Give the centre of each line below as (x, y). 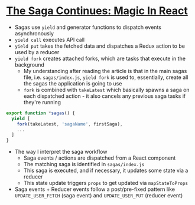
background (29, 65)
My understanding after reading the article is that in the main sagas (105, 71)
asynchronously (34, 33)
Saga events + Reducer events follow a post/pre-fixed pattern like (95, 189)
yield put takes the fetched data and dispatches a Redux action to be (100, 46)
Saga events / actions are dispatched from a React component (100, 158)
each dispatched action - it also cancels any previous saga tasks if (105, 96)
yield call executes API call (49, 39)
